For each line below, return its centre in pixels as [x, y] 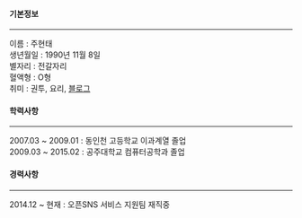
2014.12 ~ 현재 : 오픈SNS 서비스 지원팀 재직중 [90, 204]
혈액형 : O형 [31, 77]
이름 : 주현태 [31, 44]
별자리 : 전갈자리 [38, 66]
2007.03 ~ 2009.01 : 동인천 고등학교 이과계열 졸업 [98, 141]
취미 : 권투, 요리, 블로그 [50, 89]
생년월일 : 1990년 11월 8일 [55, 55]
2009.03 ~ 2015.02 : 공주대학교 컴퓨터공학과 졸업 [98, 152]
